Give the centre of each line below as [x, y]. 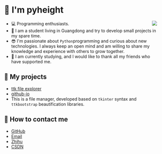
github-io [20, 94]
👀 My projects [25, 77]
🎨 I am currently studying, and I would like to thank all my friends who [81, 56]
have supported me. [31, 61]
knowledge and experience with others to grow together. [68, 51]
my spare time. [26, 35]
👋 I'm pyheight [34, 10]
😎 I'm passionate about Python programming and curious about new [79, 41]
